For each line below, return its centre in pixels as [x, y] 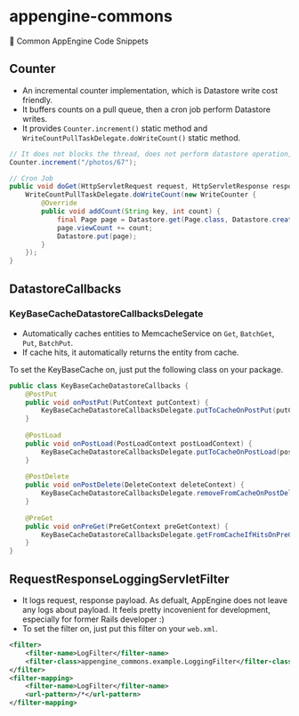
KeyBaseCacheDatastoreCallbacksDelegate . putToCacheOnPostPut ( [159, 411]
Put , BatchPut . [48, 342]
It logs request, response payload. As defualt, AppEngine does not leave [154, 600]
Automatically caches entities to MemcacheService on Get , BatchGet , [148, 333]
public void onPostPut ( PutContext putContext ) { [117, 402]
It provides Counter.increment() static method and [115, 128]
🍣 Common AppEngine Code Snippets [79, 41]
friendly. [37, 100]
